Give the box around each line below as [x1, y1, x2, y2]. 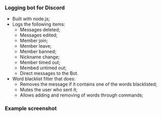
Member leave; [19, 43, 52, 49]
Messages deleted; [19, 27, 60, 33]
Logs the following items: [12, 21, 65, 27]
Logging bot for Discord [5, 4, 65, 11]
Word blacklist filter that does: [12, 76, 76, 82]
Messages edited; [19, 32, 58, 38]
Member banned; [19, 48, 57, 55]
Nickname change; [19, 54, 60, 60]
